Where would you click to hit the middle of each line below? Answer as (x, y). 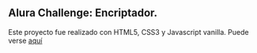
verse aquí (25, 40)
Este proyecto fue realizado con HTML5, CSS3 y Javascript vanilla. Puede (128, 32)
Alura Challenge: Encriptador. (83, 13)
